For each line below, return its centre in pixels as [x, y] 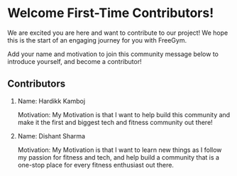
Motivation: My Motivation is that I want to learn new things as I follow [120, 150]
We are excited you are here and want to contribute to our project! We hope [118, 33]
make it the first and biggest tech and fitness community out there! [115, 122]
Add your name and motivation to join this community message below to [113, 54]
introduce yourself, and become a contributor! [75, 61]
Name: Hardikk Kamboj [51, 101]
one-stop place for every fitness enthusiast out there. [95, 165]
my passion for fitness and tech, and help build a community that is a [118, 157]
